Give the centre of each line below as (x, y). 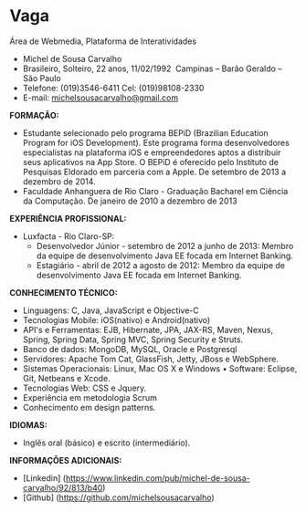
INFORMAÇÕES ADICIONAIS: (66, 460)
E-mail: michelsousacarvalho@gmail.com (100, 98)
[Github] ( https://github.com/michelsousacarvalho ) (118, 497)
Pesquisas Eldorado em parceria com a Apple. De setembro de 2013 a (154, 172)
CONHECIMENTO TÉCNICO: (63, 292)
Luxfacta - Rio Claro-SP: (69, 236)
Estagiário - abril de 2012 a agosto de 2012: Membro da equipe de (161, 265)
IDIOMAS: (28, 424)
